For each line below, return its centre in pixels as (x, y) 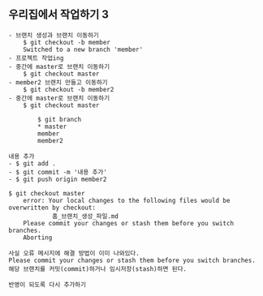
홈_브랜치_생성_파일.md (85, 216)
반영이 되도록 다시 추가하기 (47, 285)
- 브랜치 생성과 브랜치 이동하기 (54, 35)
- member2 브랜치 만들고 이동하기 (58, 82)
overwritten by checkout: (52, 208)
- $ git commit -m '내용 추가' (58, 172)
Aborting (38, 238)
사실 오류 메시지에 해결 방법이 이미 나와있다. (74, 253)
